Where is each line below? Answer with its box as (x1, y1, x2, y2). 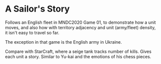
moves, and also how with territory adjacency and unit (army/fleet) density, (5, 24, 156, 30)
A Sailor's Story (5, 3, 70, 15)
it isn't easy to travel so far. (5, 30, 60, 35)
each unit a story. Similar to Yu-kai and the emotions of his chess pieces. (5, 53, 151, 59)
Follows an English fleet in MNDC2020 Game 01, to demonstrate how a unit (5, 19, 156, 25)
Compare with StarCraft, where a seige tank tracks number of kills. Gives (5, 48, 152, 54)
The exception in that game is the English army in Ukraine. (5, 39, 122, 45)
